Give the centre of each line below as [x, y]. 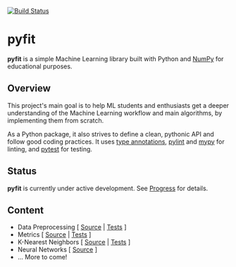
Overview [29, 88]
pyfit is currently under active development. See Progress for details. [108, 188]
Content [26, 210]
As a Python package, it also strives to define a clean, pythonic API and [111, 134]
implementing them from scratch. [56, 120]
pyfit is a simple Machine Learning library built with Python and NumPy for [116, 58]
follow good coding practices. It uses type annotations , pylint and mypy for [116, 142]
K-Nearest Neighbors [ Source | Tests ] [74, 242]
